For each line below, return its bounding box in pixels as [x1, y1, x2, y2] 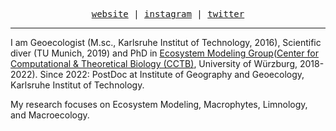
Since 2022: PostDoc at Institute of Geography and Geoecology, [39, 69, 305, 80]
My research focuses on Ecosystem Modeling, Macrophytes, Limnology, [10, 99, 308, 110]
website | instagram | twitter [91, 9, 245, 19]
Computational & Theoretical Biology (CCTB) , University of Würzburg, [10, 58, 298, 69]
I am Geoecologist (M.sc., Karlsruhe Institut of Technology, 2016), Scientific [10, 37, 322, 48]
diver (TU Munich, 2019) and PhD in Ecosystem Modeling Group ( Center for [10, 47, 319, 59]
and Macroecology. [10, 109, 90, 121]
